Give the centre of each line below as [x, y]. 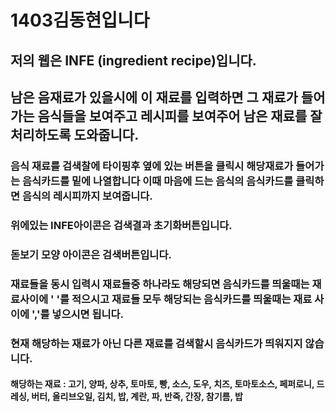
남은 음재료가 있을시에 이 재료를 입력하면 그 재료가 [154, 97]
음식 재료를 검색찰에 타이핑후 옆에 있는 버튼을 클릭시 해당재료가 [152, 166]
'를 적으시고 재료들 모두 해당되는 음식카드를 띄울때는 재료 [184, 299]
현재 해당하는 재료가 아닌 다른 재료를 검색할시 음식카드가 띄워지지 [156, 343]
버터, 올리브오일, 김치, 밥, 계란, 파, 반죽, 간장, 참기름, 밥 [137, 397]
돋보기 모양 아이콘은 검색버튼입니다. [91, 254]
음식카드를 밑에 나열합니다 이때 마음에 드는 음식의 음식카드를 [157, 181]
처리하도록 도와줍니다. [75, 134]
